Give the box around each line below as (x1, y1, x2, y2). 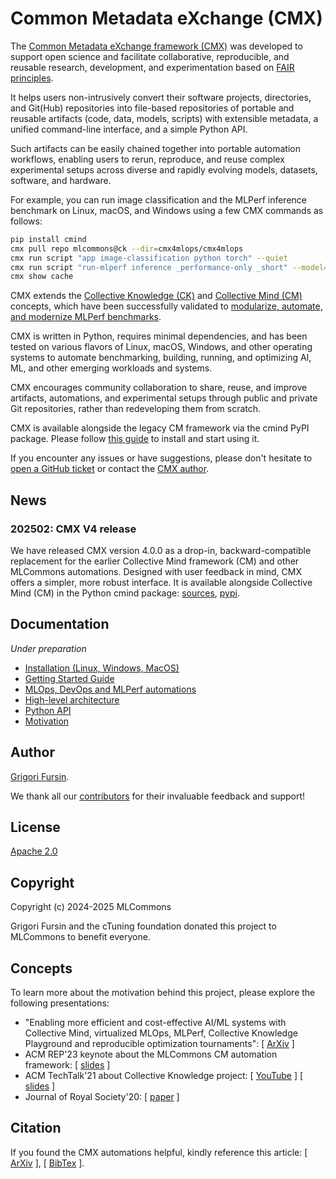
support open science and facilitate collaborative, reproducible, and (10, 50, 290, 62)
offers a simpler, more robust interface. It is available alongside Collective (10, 577, 313, 588)
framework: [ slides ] (24, 1059, 111, 1071)
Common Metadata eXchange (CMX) (10, 7, 323, 30)
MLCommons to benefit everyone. (10, 931, 151, 943)
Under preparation (10, 642, 87, 654)
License (10, 819, 61, 836)
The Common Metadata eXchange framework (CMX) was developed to (10, 40, 303, 52)
